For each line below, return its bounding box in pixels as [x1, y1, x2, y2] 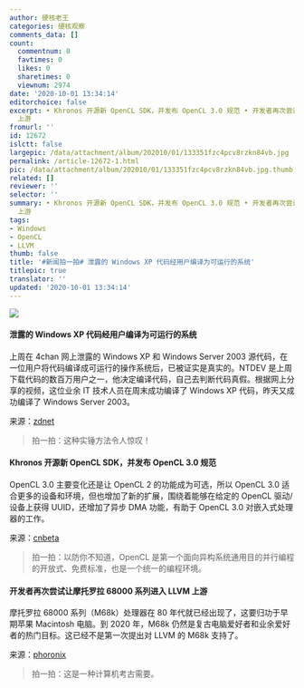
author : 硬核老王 [9, 13, 70, 23]
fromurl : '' [9, 123, 54, 132]
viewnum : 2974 [17, 81, 71, 90]
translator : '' [9, 275, 67, 284]
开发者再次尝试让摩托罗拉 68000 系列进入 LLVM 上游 [9, 586, 208, 596]
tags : [9, 215, 30, 225]
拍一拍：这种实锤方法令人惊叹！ [31, 434, 151, 445]
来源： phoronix [9, 649, 66, 660]
